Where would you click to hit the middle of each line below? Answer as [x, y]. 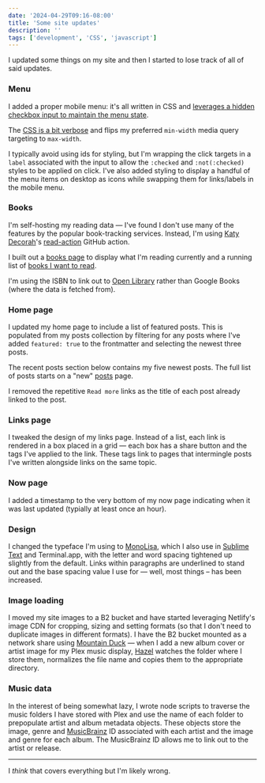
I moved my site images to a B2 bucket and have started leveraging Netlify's [132, 618]
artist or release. [35, 747]
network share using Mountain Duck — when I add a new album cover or [127, 643]
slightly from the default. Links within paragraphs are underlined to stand [127, 563]
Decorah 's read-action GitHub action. [69, 241]
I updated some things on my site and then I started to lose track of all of [126, 60]
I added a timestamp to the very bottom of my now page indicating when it [129, 500]
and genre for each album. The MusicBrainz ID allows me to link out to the [128, 739]
